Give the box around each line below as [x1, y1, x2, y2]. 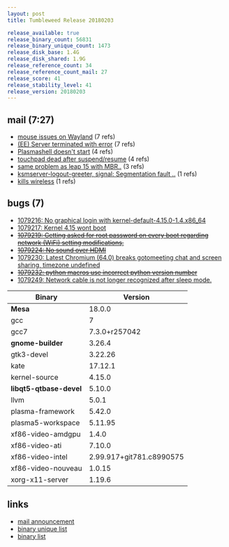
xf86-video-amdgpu [10, 429, 81, 438]
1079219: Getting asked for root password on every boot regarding [17, 230, 209, 239]
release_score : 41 [7, 75, 61, 82]
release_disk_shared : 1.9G [7, 55, 86, 63]
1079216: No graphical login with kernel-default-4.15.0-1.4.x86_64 [17, 216, 206, 224]
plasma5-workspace [10, 417, 80, 427]
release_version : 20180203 [7, 88, 86, 95]
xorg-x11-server [10, 474, 68, 484]
